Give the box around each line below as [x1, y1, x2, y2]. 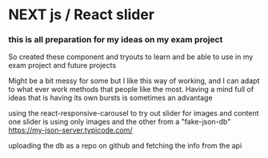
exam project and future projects [8, 61, 117, 70]
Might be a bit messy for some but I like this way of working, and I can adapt [8, 76, 260, 85]
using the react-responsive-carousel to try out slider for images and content [8, 109, 259, 118]
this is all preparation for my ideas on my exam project [8, 34, 223, 45]
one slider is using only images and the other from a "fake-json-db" [8, 117, 231, 127]
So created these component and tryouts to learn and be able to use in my [8, 52, 254, 61]
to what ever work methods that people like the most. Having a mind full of [8, 85, 254, 94]
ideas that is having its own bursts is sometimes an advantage [8, 93, 214, 103]
